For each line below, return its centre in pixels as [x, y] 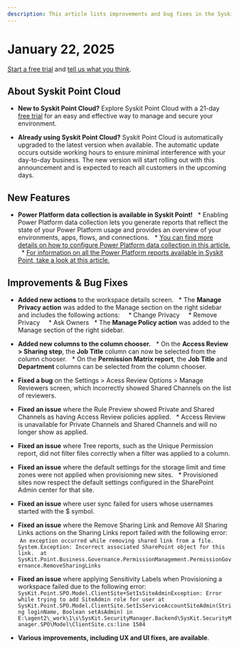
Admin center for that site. [56, 490]
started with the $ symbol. [56, 511]
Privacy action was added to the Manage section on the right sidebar [119, 307]
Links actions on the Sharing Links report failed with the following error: [122, 533]
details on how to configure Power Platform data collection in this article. [124, 245]
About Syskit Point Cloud [64, 91]
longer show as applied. [53, 432]
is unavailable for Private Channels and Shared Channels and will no [117, 424]
